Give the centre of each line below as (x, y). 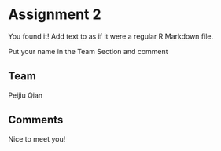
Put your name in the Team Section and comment (88, 51)
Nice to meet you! (37, 138)
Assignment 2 (55, 15)
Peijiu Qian (26, 95)
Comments (36, 120)
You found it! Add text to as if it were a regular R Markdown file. (111, 36)
